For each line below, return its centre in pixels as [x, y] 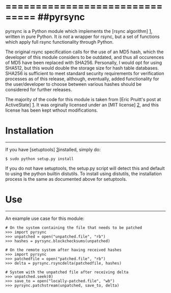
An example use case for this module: [45, 218]
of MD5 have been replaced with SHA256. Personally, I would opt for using [84, 62]
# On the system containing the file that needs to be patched [74, 227]
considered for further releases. [39, 89]
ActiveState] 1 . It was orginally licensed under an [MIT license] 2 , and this [82, 105]
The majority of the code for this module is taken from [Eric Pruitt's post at [83, 99]
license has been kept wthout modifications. [52, 110]
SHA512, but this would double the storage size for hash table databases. [82, 68]
